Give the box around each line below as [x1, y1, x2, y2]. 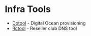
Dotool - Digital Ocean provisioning [12, 20, 86, 26]
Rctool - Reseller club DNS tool [12, 25, 77, 31]
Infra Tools [5, 3, 51, 15]
